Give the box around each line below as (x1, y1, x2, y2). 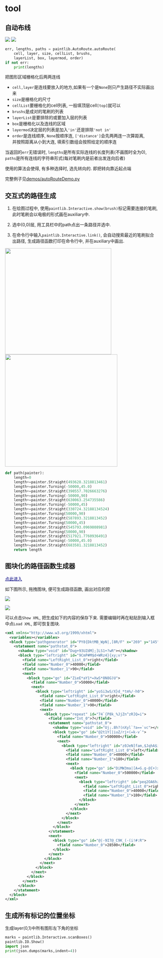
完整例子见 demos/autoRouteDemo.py (5, 176, 80, 182)
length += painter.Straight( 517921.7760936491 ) (14, 534, 108, 539)
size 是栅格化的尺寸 (12, 97, 51, 102)
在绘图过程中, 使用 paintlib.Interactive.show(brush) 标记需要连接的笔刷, (12, 205, 158, 211)
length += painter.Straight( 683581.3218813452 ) (14, 543, 108, 548)
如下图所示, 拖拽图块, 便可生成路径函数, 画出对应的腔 (5, 586, 110, 592)
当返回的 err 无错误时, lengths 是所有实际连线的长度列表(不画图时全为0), (5, 149, 147, 155)
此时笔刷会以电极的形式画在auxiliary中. (12, 212, 90, 218)
